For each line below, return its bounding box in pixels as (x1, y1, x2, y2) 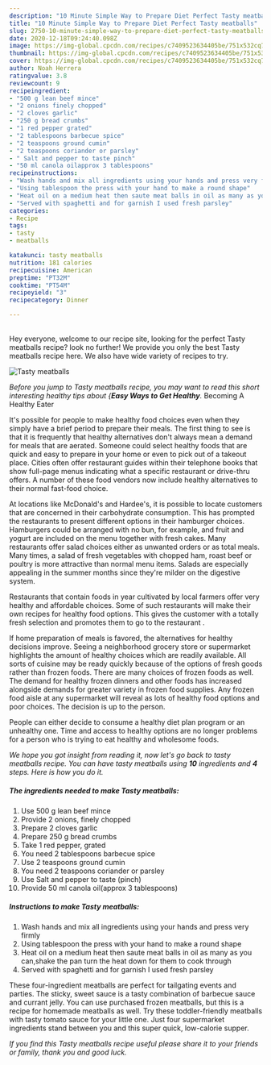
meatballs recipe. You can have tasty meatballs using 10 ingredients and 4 (9, 759, 258, 768)
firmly (20, 930, 41, 940)
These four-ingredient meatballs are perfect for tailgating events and (9, 980, 236, 990)
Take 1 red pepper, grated (20, 840, 106, 850)
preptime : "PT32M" (9, 273, 71, 282)
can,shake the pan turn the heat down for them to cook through (20, 956, 232, 966)
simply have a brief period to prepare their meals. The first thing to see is (9, 424, 251, 433)
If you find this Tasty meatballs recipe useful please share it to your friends (9, 1038, 259, 1048)
